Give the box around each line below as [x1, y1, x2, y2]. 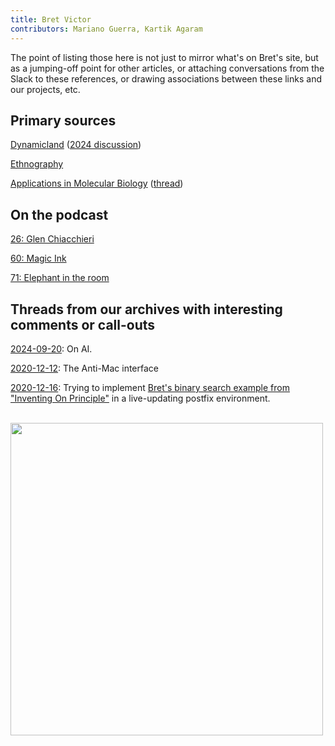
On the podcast [10, 206, 109, 223]
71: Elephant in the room [10, 272, 110, 284]
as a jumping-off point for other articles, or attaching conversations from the [10, 62, 325, 74]
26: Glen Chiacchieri [10, 233, 95, 245]
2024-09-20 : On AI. [10, 342, 93, 355]
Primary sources [10, 112, 117, 129]
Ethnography [10, 158, 64, 170]
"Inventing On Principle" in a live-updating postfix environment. [10, 392, 271, 404]
